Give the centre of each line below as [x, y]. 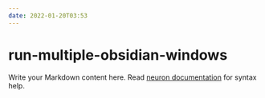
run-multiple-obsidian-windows [118, 55]
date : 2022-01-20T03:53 [48, 16]
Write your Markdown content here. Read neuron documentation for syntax [132, 77]
